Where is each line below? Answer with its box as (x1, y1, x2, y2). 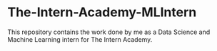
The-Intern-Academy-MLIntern (7, 4, 197, 21)
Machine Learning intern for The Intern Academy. (7, 35, 153, 43)
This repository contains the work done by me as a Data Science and (7, 28, 211, 36)
